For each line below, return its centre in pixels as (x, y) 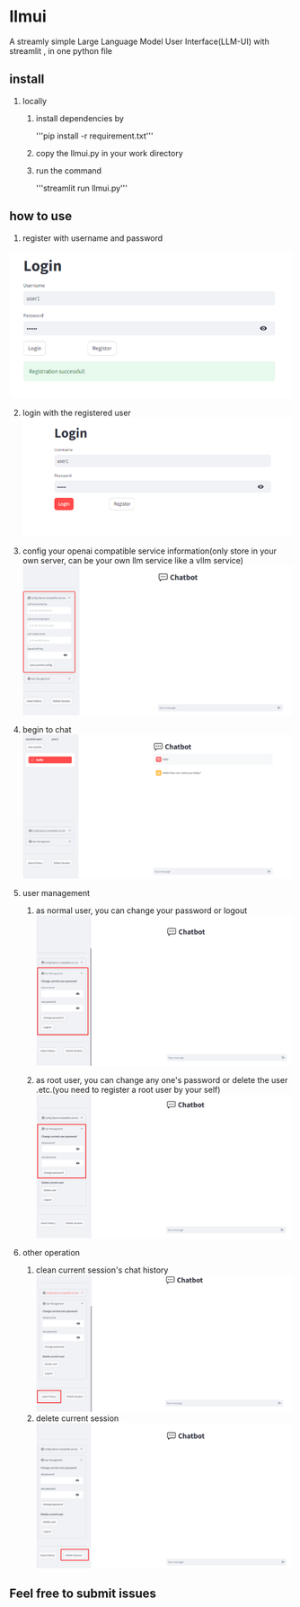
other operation (51, 1253)
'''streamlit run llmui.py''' (82, 188)
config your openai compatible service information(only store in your (149, 551)
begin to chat (47, 730)
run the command (68, 170)
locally (35, 101)
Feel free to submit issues (83, 1594)
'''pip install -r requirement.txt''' (95, 136)
